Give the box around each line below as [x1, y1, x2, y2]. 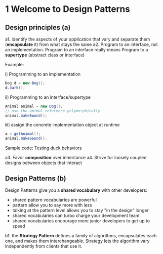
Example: [5, 62, 24, 67]
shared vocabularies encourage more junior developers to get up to [12, 217, 150, 223]
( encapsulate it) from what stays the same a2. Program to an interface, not [5, 42, 158, 47]
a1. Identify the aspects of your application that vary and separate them [5, 36, 150, 42]
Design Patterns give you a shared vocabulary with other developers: [5, 187, 147, 193]
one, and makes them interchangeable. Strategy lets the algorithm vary [5, 238, 150, 244]
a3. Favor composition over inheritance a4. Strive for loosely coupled [5, 155, 147, 161]
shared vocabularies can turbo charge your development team [12, 212, 140, 218]
